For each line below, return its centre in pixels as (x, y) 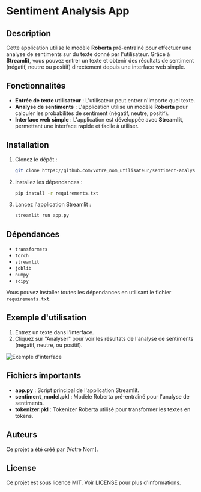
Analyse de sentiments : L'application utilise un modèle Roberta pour (101, 107)
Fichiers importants (44, 375)
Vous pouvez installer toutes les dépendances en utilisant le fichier (89, 293)
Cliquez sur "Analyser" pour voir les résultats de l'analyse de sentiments (104, 338)
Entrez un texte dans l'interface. (54, 332)
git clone (27, 170)
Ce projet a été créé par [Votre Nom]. (52, 449)
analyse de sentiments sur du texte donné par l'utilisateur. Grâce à (88, 54)
